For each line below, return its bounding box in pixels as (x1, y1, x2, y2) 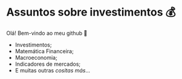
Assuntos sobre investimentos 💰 (6, 5, 176, 19)
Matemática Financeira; (15, 47, 74, 55)
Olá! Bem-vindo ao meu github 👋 (6, 29, 88, 37)
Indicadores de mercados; (15, 60, 80, 68)
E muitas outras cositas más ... (15, 66, 91, 74)
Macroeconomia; (15, 54, 57, 61)
